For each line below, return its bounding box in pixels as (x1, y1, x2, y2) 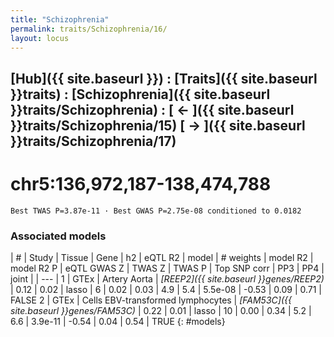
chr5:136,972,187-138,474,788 (10, 172, 272, 195)
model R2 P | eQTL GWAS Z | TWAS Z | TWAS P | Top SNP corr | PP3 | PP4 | (10, 262, 325, 274)
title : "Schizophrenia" (10, 14, 110, 25)
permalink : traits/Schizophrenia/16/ (10, 24, 168, 34)
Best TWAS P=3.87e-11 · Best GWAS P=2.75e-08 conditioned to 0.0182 (10, 206, 302, 216)
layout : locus (10, 33, 70, 43)
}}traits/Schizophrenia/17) (10, 132, 177, 150)
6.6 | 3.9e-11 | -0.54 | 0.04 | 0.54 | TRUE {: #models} (10, 316, 226, 327)
